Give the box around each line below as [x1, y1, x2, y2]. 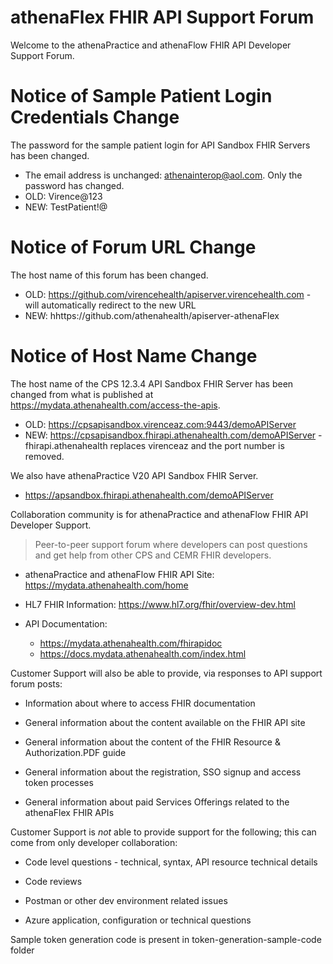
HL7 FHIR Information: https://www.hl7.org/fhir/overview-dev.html [24, 598, 297, 610]
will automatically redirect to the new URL [24, 299, 197, 311]
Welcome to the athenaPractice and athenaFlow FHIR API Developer [10, 39, 292, 51]
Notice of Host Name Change [10, 345, 258, 367]
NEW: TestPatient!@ [24, 201, 108, 213]
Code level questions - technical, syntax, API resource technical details [24, 856, 318, 868]
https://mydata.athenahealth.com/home [24, 579, 189, 591]
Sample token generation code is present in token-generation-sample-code [10, 933, 322, 945]
